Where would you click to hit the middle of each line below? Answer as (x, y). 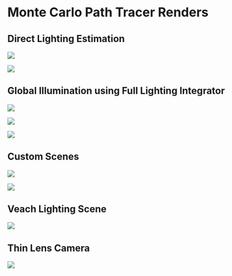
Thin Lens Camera (49, 248)
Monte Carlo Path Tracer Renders (108, 12)
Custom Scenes (43, 157)
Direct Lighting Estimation (66, 39)
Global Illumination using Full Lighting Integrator (116, 91)
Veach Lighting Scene (57, 209)
